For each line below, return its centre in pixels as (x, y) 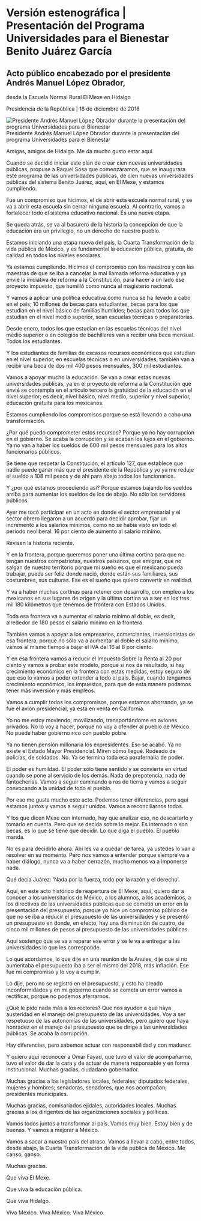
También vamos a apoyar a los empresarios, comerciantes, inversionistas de (100, 634)
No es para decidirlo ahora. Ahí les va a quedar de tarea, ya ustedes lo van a (100, 848)
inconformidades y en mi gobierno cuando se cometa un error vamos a (94, 990)
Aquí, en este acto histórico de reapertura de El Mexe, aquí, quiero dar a (95, 891)
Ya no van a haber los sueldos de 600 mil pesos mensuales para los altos (97, 445)
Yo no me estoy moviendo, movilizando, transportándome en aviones (92, 720)
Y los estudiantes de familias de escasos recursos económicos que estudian (101, 353)
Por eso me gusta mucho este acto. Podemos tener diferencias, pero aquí (97, 800)
